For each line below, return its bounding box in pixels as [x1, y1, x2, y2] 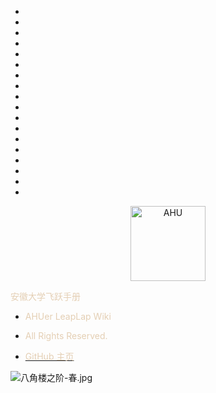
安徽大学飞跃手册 [10, 291, 81, 302]
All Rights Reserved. [24, 330, 108, 341]
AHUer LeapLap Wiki [24, 311, 112, 322]
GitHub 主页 [24, 351, 75, 362]
